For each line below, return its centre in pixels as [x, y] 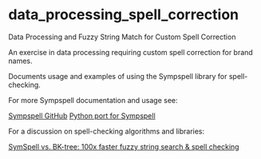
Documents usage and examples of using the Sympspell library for [118, 76]
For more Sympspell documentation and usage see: [93, 100]
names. [20, 61]
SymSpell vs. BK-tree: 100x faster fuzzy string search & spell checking [124, 146]
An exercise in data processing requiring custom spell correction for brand [130, 52]
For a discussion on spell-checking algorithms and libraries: [107, 131]
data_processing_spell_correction [124, 15]
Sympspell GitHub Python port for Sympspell [82, 115]
